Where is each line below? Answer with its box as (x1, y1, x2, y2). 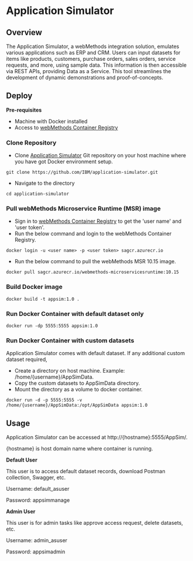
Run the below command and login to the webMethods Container (14, 230, 172, 238)
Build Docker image (6, 283, 63, 291)
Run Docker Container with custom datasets (6, 336, 135, 345)
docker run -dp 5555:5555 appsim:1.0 (6, 323, 98, 329)
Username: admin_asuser (6, 537, 68, 544)
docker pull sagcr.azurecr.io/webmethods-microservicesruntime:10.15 (6, 269, 180, 276)
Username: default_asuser (6, 486, 70, 493)
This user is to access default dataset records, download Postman (6, 468, 166, 475)
